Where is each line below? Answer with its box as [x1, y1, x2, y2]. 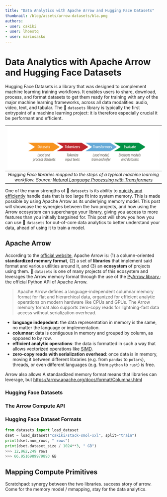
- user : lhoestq [5, 29, 39, 34]
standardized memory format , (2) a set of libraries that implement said [5, 257, 153, 263]
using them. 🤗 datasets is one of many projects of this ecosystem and [5, 268, 148, 274]
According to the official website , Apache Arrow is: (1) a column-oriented [5, 252, 155, 258]
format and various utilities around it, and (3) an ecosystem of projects [5, 263, 151, 269]
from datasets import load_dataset [5, 428, 79, 433]
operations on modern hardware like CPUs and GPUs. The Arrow [17, 299, 151, 305]
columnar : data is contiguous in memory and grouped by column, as [12, 330, 153, 336]
